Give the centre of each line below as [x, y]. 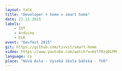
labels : [13, 24]
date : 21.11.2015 [23, 19]
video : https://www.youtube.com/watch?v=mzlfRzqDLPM [61, 51]
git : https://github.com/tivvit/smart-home [51, 47]
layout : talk [19, 10]
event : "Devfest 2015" [29, 42]
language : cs [19, 56]
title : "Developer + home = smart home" [48, 14]
